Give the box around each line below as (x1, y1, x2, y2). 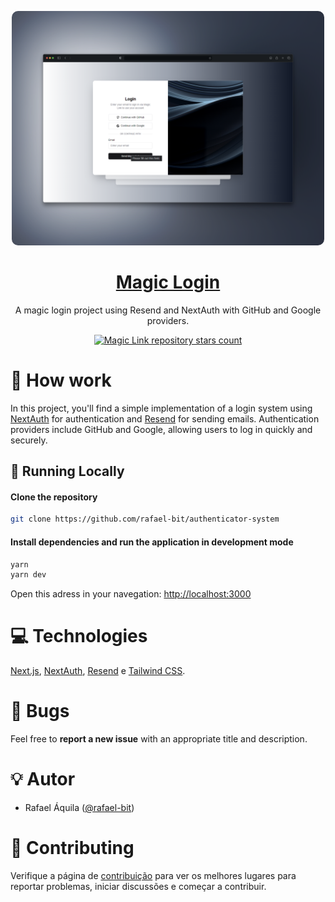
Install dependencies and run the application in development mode (10, 536, 294, 548)
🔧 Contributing (10, 837, 135, 860)
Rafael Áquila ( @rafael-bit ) (24, 802, 135, 814)
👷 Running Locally (10, 463, 125, 480)
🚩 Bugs (10, 700, 70, 723)
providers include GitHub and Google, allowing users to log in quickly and (10, 423, 313, 435)
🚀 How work (10, 369, 112, 392)
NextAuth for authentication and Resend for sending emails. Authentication (10, 412, 320, 425)
